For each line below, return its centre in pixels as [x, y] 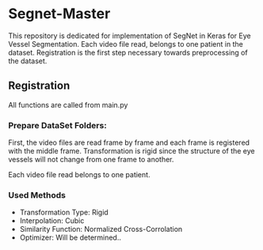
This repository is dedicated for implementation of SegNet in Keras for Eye [130, 36]
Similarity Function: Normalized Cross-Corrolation [101, 229]
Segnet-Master [59, 14]
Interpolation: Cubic [52, 221]
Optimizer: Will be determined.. [70, 237]
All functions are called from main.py [68, 104]
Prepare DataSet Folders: [57, 125]
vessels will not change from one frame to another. [91, 160]
